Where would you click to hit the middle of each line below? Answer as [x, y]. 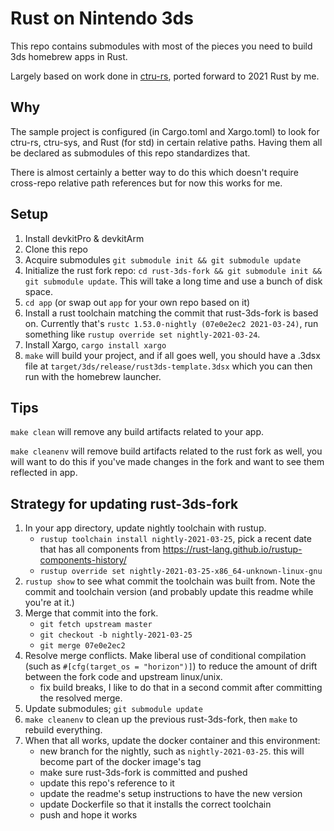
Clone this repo [56, 249]
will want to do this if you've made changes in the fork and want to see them [167, 462]
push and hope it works [88, 815]
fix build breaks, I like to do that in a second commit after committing [181, 688]
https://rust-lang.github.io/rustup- [232, 549]
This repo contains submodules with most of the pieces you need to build [161, 46]
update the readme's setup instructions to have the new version [171, 794]
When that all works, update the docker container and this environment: [172, 741]
